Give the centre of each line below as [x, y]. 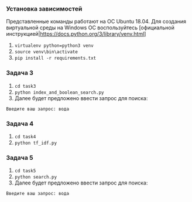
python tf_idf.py [36, 143]
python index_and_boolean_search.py [59, 93]
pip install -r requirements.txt [55, 58]
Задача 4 [20, 124]
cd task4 [25, 136]
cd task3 [25, 86]
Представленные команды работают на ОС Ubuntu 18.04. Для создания [96, 22]
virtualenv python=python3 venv [54, 46]
